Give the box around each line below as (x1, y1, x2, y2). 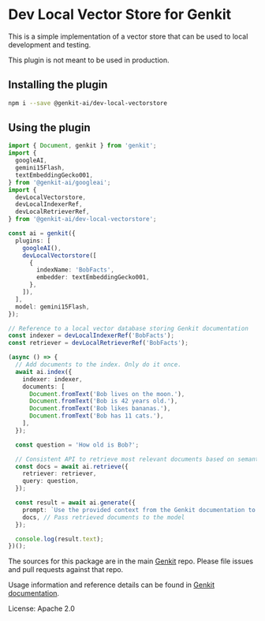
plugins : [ (15, 237, 51, 245)
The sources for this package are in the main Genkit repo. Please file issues (8, 556, 254, 566)
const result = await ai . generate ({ (15, 499, 136, 507)
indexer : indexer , (22, 375, 83, 383)
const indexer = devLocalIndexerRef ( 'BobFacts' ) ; (8, 331, 175, 340)
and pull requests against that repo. (8, 565, 124, 574)
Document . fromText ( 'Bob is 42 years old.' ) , (28, 397, 178, 406)
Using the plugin (8, 121, 91, 135)
